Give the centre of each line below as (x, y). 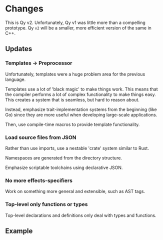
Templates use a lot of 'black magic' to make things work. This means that (82, 89)
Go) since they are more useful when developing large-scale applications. (81, 114)
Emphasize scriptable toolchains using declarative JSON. (64, 167)
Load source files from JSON (41, 137)
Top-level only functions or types (46, 204)
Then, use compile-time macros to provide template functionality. (72, 124)
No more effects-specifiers (39, 180)
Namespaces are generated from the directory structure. (64, 157)
